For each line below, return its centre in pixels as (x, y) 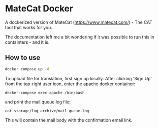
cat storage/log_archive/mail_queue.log (47, 111)
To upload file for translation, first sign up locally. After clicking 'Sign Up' (79, 78)
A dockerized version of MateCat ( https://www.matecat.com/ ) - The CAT (79, 22)
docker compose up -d (27, 69)
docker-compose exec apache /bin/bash (45, 93)
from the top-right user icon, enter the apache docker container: (70, 84)
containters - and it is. (27, 42)
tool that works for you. (29, 27)
